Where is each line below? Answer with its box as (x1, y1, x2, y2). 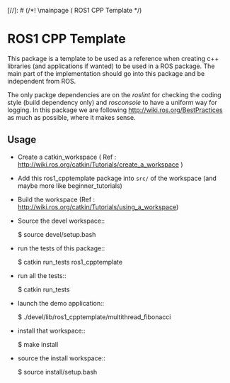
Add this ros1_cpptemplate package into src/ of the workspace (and (17, 174, 217, 182)
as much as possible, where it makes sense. (7, 113, 136, 121)
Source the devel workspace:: (17, 216, 105, 225)
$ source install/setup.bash (17, 367, 98, 376)
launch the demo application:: (17, 299, 105, 307)
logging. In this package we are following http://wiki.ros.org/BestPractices (7, 106, 223, 114)
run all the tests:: (17, 271, 67, 279)
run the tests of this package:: (17, 244, 105, 252)
